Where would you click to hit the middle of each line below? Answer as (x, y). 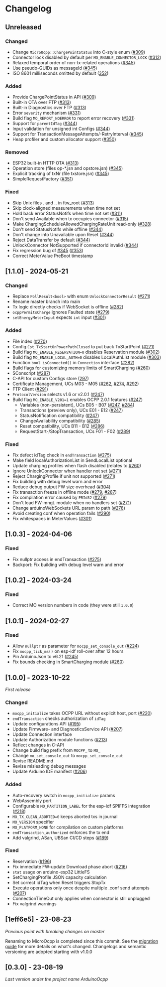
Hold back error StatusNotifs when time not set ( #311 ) (67, 213)
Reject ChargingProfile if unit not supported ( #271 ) (64, 476)
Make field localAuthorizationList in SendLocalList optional (72, 460)
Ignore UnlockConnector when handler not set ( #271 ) (67, 471)
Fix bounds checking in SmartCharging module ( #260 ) (68, 662)
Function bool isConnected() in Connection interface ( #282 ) (74, 362)
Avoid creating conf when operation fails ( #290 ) (61, 513)
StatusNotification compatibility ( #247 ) (59, 415)
